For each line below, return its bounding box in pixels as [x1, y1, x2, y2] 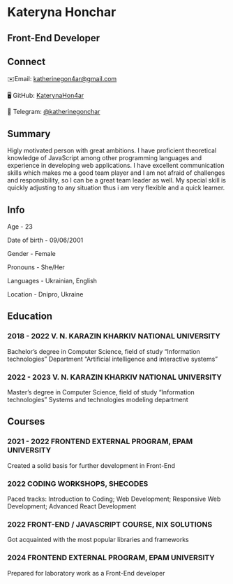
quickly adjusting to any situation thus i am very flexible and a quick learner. [7, 183, 225, 192]
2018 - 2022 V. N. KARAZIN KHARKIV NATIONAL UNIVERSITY [7, 332, 221, 341]
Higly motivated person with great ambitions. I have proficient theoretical [7, 146, 217, 155]
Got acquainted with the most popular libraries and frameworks [7, 536, 190, 544]
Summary [7, 127, 51, 140]
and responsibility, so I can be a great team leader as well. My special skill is [7, 176, 227, 185]
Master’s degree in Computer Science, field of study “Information [7, 388, 195, 396]
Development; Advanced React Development [7, 501, 137, 511]
